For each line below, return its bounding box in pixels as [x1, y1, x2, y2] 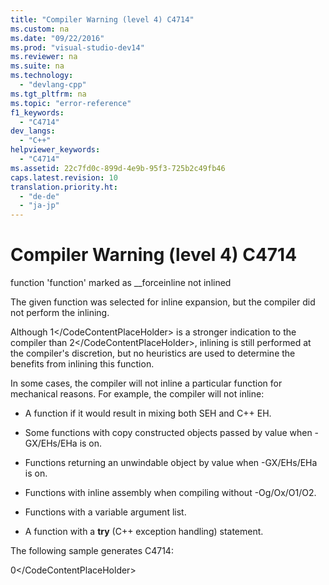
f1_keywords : [10, 107, 65, 118]
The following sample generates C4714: [10, 545, 174, 557]
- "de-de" [19, 191, 60, 201]
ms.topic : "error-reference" [10, 98, 132, 108]
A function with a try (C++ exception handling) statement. [24, 526, 264, 538]
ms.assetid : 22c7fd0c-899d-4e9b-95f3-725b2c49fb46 [10, 163, 226, 173]
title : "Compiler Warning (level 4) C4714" [10, 14, 195, 25]
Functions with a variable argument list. [24, 506, 187, 518]
